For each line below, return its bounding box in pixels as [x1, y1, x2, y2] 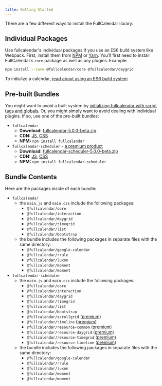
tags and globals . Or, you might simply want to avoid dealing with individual [5, 108, 156, 114]
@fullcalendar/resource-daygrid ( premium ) [26, 329, 114, 335]
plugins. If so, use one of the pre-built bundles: [5, 113, 99, 119]
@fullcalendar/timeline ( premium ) [26, 319, 97, 324]
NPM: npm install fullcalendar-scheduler [19, 159, 107, 165]
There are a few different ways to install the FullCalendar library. [5, 20, 133, 26]
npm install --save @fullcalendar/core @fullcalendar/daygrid [5, 67, 134, 72]
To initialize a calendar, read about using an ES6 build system [5, 76, 128, 82]
